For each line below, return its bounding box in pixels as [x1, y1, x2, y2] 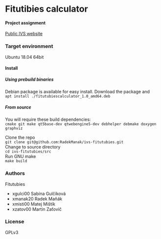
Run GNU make [5, 153, 36, 159]
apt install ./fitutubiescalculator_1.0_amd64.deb [5, 94, 111, 99]
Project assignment [5, 20, 46, 25]
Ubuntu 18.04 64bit [5, 54, 44, 60]
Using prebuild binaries [5, 76, 54, 82]
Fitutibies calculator [5, 3, 88, 15]
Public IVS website [5, 31, 43, 37]
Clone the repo [5, 134, 35, 140]
